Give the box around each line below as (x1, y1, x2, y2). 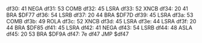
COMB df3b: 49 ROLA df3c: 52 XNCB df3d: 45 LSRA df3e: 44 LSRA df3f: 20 (6, 18, 197, 24)
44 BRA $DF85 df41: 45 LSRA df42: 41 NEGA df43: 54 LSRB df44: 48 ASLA (6, 24, 193, 31)
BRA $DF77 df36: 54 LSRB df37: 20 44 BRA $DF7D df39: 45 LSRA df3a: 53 (6, 11, 194, 19)
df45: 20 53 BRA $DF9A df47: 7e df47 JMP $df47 (6, 30, 129, 38)
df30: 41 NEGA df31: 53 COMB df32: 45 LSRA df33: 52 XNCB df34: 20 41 (6, 5, 189, 12)
